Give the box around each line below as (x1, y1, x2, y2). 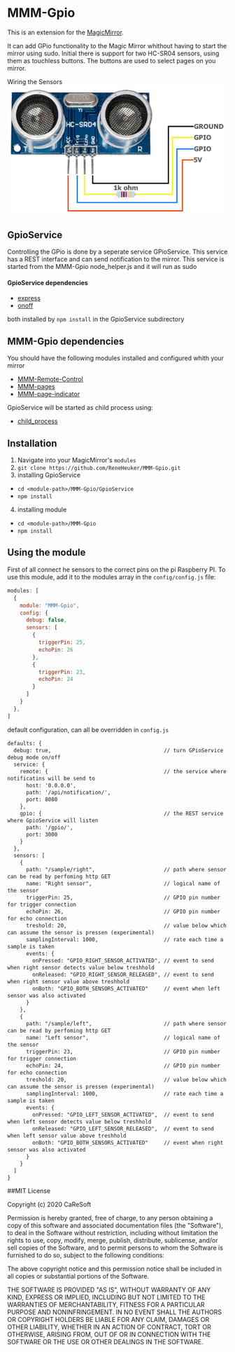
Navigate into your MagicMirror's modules (17, 456, 136, 464)
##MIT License (7, 1186, 51, 1195)
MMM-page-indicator (17, 390, 80, 399)
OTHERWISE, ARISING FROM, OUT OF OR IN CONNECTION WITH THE (7, 1330, 211, 1339)
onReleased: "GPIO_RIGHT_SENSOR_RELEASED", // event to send (32, 971, 215, 978)
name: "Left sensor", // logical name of (25, 1034, 220, 1041)
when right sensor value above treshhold (7, 978, 130, 985)
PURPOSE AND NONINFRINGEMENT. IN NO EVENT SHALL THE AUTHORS (7, 1308, 222, 1316)
